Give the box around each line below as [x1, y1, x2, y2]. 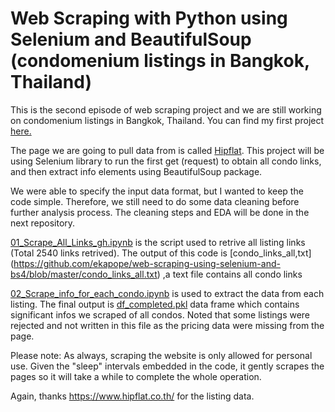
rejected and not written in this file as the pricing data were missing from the [10, 319, 325, 331]
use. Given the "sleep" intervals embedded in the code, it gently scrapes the [10, 360, 325, 372]
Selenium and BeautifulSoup [10, 28, 252, 51]
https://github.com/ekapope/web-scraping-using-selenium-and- [13, 257, 281, 269]
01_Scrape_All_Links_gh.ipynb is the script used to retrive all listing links [10, 236, 306, 248]
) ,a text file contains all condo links [156, 268, 303, 280]
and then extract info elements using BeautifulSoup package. [10, 165, 263, 177]
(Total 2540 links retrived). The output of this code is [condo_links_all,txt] [10, 247, 312, 259]
